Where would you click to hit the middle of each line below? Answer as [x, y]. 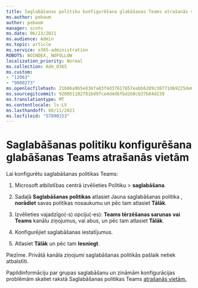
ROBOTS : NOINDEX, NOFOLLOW [39, 55]
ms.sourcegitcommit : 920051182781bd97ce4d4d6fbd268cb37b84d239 [85, 94]
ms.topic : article [29, 45]
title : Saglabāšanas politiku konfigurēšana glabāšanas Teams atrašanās [97, 12]
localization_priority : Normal [44, 61]
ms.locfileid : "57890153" [38, 116]
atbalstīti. [17, 261]
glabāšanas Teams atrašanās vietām [98, 158]
